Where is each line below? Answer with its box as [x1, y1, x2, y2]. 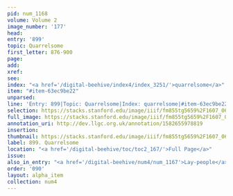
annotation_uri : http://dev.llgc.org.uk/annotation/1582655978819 [7, 120, 203, 127]
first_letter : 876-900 [7, 49, 73, 56]
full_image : [7, 113, 42, 120]
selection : [7, 107, 39, 114]
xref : [7, 68, 23, 75]
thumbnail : [7, 133, 39, 140]
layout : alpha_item [7, 172, 64, 179]
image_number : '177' [7, 23, 67, 30]
